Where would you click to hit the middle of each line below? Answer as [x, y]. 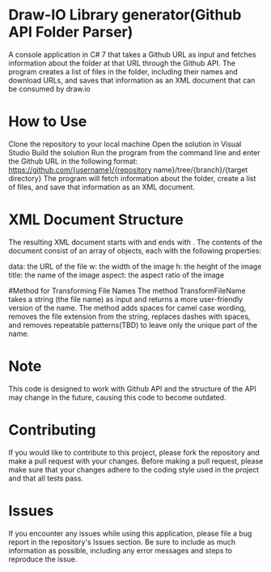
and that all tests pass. [46, 478]
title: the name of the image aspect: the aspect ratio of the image [116, 275]
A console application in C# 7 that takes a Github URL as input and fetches [132, 54]
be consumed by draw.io [49, 89]
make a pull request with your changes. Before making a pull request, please [136, 461]
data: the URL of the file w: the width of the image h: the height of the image [135, 266]
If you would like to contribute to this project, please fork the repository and [134, 452]
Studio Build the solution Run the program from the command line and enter [134, 152]
